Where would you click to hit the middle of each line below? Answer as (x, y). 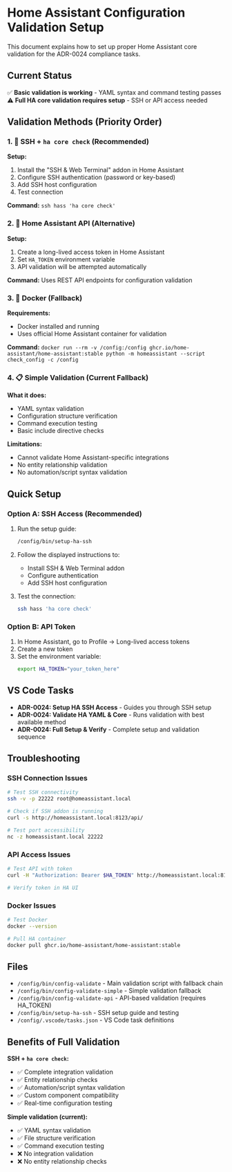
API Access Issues (39, 854)
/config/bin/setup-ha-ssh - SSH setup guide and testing (98, 1013)
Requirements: (29, 313)
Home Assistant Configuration (96, 13)
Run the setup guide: (47, 529)
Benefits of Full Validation (64, 1042)
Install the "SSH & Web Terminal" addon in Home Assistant (100, 170)
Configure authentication (63, 575)
